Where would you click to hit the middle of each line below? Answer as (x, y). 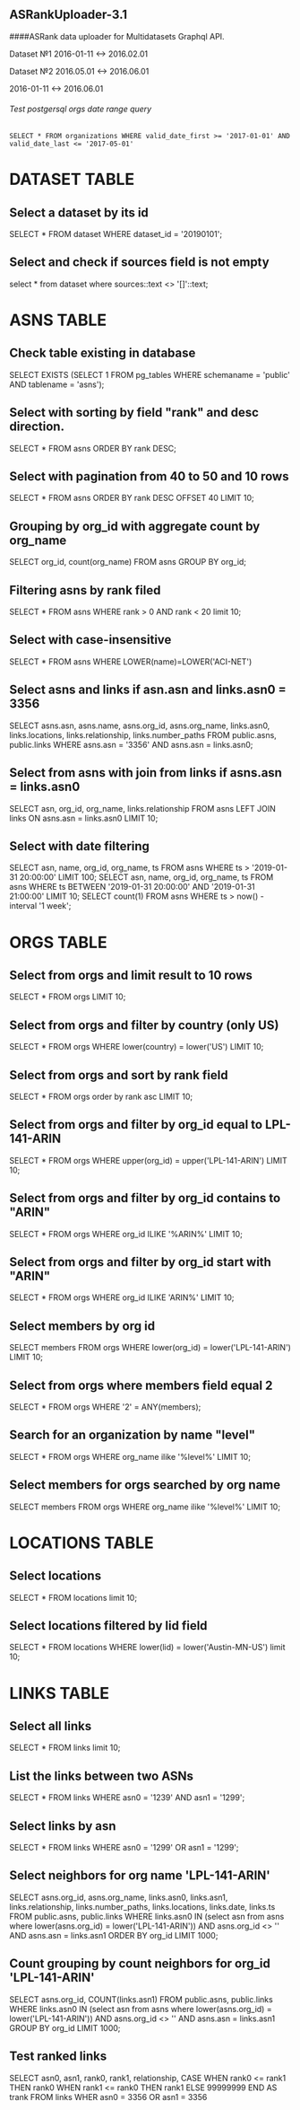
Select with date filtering (80, 846)
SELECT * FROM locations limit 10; (73, 1597)
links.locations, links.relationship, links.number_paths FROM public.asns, (143, 734)
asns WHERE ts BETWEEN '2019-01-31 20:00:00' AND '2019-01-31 (132, 887)
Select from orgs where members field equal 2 (141, 1385)
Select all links (51, 1726)
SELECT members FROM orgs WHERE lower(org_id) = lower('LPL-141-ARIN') (150, 1348)
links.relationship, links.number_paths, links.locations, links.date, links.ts (142, 1906)
